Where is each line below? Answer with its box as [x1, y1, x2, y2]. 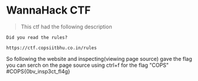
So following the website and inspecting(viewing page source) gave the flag [6, 55, 192, 62]
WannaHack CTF [6, 4, 91, 17]
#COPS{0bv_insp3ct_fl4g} [6, 67, 70, 74]
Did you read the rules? [6, 34, 68, 40]
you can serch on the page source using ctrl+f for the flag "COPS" [6, 61, 169, 69]
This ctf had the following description [20, 23, 112, 30]
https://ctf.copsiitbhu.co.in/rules [6, 45, 97, 51]
